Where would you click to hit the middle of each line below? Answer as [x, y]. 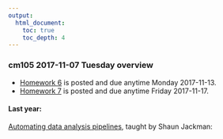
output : [21, 15]
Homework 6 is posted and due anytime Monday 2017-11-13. [118, 82]
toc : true [39, 30]
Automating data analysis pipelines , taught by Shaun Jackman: [111, 126]
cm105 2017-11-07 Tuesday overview [81, 66]
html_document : [40, 23]
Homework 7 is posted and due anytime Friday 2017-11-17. [114, 91]
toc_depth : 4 [44, 38]
